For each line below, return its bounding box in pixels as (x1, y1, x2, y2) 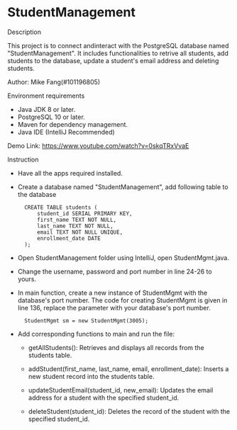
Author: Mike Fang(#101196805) (7, 77, 101, 86)
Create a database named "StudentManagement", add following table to (17, 182, 228, 191)
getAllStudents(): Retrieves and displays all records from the (28, 343, 204, 351)
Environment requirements (7, 91, 85, 100)
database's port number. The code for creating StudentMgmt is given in (17, 295, 228, 305)
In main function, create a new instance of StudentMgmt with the (17, 288, 208, 297)
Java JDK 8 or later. (17, 105, 76, 113)
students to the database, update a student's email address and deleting (7, 56, 219, 64)
